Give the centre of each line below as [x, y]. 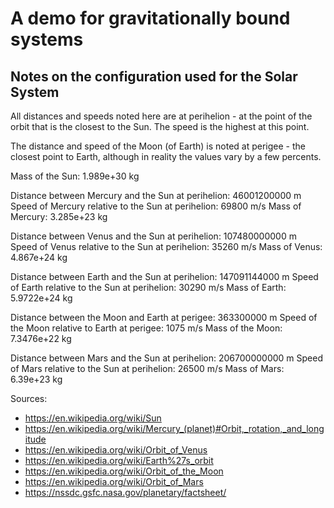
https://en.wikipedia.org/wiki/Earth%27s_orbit [119, 460]
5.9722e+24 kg [41, 298]
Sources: [29, 398]
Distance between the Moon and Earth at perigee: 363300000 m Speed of [164, 317]
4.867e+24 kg [39, 257]
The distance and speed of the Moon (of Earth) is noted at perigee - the [158, 146]
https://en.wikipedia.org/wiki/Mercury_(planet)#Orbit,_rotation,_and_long [174, 428]
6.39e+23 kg [36, 379]
